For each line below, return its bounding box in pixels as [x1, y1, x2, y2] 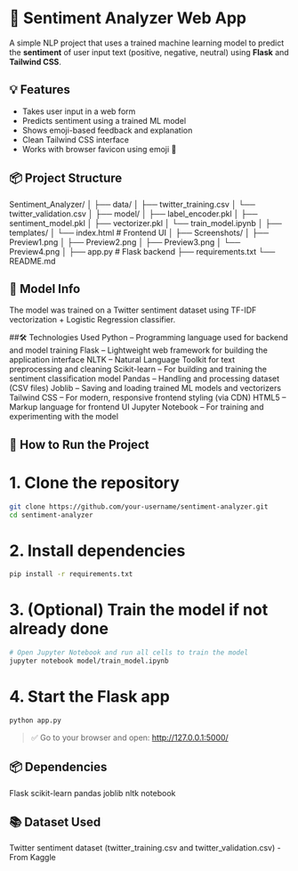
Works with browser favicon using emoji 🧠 [21, 143, 177, 154]
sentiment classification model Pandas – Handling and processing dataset [9, 373, 280, 384]
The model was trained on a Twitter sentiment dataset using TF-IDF [9, 305, 257, 315]
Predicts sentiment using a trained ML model [21, 115, 187, 126]
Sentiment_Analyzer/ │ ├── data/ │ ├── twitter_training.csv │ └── [9, 199, 256, 209]
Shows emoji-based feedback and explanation [21, 125, 193, 135]
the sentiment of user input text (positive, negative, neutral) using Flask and [9, 46, 289, 57]
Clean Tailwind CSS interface [21, 134, 129, 145]
